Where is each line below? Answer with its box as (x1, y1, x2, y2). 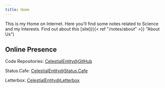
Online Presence (5, 45, 57, 54)
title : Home (5, 7, 30, 12)
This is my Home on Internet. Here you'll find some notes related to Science (5, 21, 159, 27)
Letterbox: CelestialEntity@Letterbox (5, 77, 80, 84)
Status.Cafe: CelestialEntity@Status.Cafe (5, 68, 88, 74)
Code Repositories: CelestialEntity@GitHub (5, 59, 93, 64)
